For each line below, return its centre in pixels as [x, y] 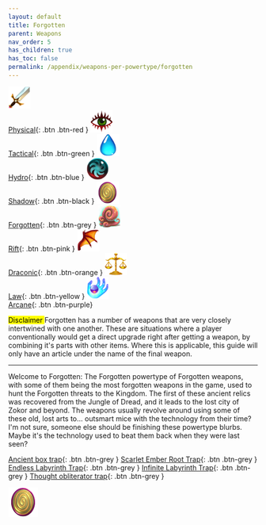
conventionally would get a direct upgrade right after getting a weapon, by [129, 336]
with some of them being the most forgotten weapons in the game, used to [130, 385]
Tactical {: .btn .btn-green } [51, 153]
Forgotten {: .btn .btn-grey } [53, 224]
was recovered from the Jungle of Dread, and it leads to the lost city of [124, 401]
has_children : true [40, 50]
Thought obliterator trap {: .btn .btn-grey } [97, 476]
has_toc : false [33, 59]
